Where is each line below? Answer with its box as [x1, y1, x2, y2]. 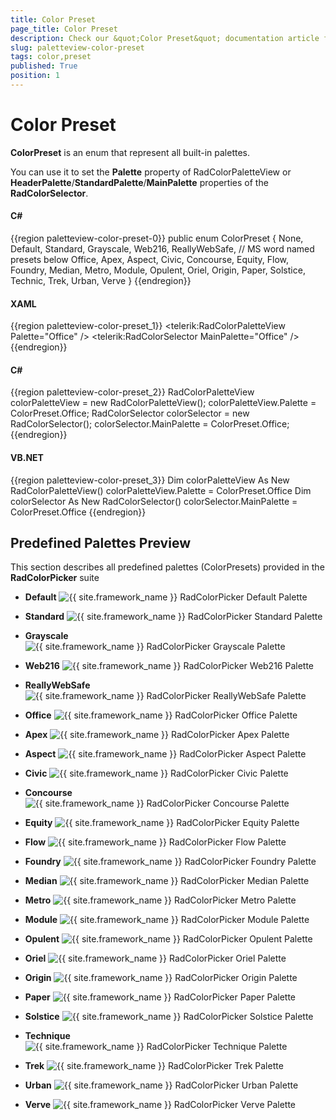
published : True [10, 61, 78, 71]
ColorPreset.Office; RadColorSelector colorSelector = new [10, 407, 250, 420]
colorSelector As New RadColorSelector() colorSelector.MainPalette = [10, 495, 298, 507]
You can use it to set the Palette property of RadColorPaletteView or [10, 166, 292, 178]
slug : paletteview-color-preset [10, 42, 145, 53]
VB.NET [10, 452, 44, 464]
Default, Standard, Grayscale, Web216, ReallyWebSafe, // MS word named [10, 243, 315, 255]
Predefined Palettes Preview [10, 535, 191, 552]
